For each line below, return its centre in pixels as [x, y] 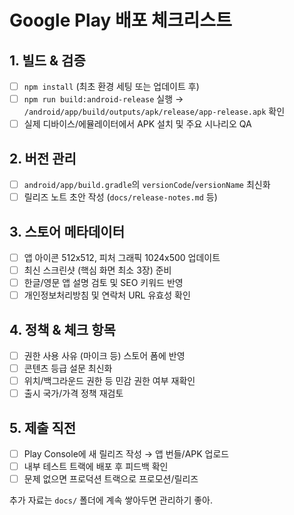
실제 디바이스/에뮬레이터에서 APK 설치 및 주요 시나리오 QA [137, 124]
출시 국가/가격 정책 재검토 [73, 393]
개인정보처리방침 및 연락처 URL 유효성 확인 [107, 295]
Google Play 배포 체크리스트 [120, 20]
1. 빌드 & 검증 [47, 60]
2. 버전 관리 [43, 158]
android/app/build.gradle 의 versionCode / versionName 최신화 [147, 184]
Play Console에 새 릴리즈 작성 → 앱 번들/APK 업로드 [126, 454]
